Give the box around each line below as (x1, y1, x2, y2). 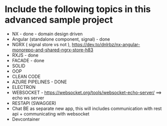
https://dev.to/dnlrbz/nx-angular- (71, 41, 140, 47)
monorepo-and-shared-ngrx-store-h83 (12, 47, 94, 53)
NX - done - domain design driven (12, 31, 83, 37)
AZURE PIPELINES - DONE (12, 79, 67, 85)
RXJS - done (12, 52, 39, 58)
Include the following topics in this (5, 4, 151, 15)
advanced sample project (5, 14, 113, 26)
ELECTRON (12, 84, 36, 90)
